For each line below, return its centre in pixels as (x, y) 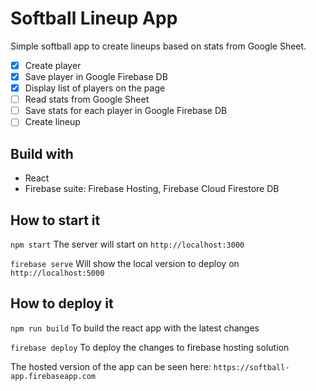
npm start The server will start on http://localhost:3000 (127, 244)
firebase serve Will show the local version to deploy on (125, 263)
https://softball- (251, 367)
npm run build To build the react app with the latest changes (135, 328)
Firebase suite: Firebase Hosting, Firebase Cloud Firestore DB (152, 189)
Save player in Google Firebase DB (96, 76)
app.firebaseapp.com (53, 376)
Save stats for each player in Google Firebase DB (126, 111)
